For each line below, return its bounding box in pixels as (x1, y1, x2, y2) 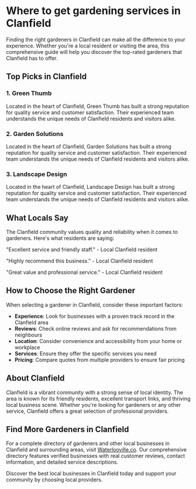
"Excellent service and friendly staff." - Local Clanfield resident (6, 246, 158, 253)
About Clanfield (6, 373, 65, 383)
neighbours (14, 331, 43, 338)
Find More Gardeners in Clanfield (6, 425, 129, 434)
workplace (14, 344, 40, 351)
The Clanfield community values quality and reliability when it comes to (6, 229, 178, 236)
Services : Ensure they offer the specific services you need (14, 350, 157, 357)
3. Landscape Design (6, 170, 67, 178)
